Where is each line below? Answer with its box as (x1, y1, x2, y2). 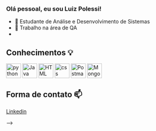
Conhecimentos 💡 (6, 48, 74, 58)
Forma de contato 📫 (6, 89, 82, 99)
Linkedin (6, 108, 27, 115)
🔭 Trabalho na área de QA (14, 24, 78, 31)
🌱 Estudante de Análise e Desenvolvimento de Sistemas (14, 18, 150, 25)
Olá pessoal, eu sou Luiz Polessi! (6, 5, 102, 13)
